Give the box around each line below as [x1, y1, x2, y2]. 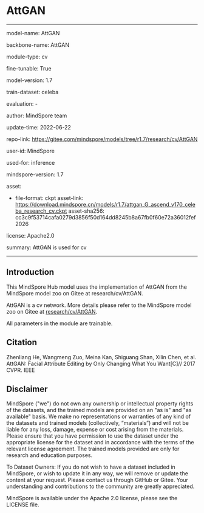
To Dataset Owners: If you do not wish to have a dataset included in [6, 463, 176, 471]
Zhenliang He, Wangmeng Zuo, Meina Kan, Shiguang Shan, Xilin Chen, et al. [6, 353, 197, 360]
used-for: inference [6, 159, 55, 166]
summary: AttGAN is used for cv [6, 244, 87, 251]
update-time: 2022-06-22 [6, 123, 72, 131]
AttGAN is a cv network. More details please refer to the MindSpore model [6, 301, 192, 309]
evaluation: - [6, 100, 38, 107]
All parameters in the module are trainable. [6, 320, 113, 327]
